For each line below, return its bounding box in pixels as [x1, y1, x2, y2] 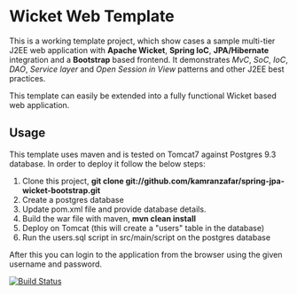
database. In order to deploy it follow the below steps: [9, 158, 206, 169]
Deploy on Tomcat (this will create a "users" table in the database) [21, 222, 265, 233]
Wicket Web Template [9, 6, 175, 27]
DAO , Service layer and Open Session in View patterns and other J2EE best [9, 64, 285, 74]
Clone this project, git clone [21, 175, 124, 186]
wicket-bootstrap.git [21, 184, 101, 196]
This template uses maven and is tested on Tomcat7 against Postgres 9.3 [9, 149, 277, 159]
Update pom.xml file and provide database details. [21, 204, 207, 214]
